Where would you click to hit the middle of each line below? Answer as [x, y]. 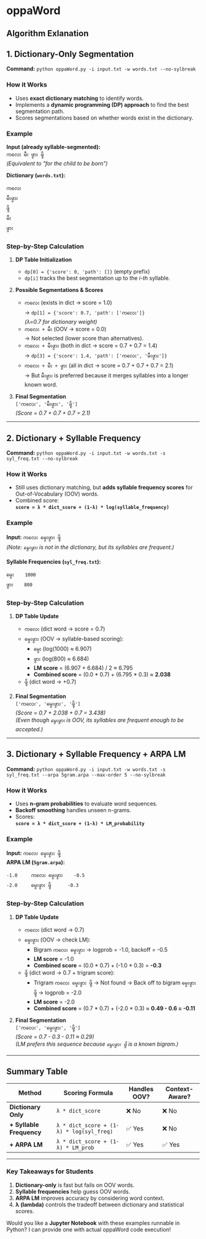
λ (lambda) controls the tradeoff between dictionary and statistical [99, 1204]
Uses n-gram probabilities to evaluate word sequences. [86, 804]
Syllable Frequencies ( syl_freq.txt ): [54, 561]
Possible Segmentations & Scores [59, 290]
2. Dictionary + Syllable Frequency [74, 438]
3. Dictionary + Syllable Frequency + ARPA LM [96, 754]
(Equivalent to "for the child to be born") [57, 163]
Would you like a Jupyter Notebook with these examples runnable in [93, 1223]
